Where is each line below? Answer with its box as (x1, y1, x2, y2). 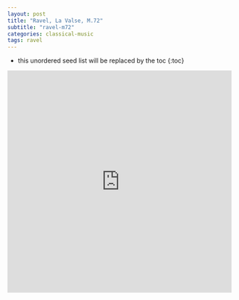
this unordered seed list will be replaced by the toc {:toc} (17, 56, 185, 65)
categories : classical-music (7, 30, 94, 38)
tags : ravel (7, 37, 43, 44)
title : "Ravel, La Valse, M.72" (7, 17, 103, 24)
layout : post (7, 10, 46, 18)
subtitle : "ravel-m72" (7, 23, 75, 31)
